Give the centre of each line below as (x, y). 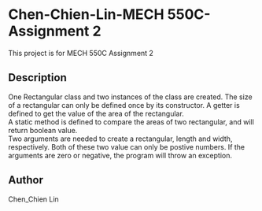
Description (37, 78)
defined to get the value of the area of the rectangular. (96, 113)
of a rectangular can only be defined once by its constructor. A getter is (124, 105)
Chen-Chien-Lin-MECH (86, 15)
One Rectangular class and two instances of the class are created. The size (131, 97)
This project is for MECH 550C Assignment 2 (81, 53)
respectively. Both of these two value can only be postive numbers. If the (127, 146)
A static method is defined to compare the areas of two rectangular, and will (131, 122)
